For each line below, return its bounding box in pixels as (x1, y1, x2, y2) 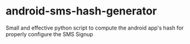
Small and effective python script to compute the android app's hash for (5, 24, 184, 31)
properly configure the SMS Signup (5, 30, 94, 37)
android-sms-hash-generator (5, 4, 157, 18)
